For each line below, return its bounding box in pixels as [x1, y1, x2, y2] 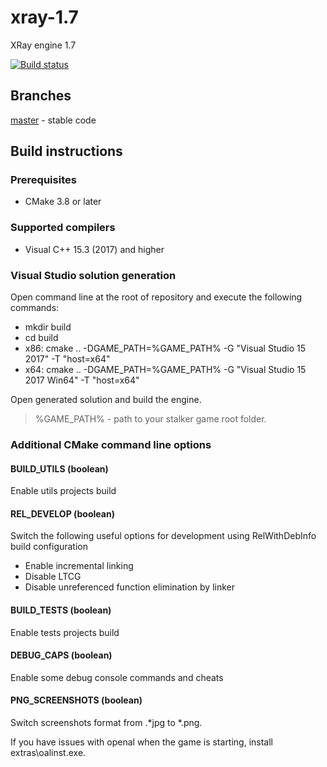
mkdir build [24, 321, 72, 333]
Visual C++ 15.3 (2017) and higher [24, 243, 165, 255]
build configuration [10, 541, 89, 553]
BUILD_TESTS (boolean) [10, 604, 112, 616]
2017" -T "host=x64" [24, 353, 111, 365]
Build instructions [10, 143, 123, 160]
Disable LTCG [24, 571, 82, 583]
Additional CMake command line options [10, 437, 212, 451]
